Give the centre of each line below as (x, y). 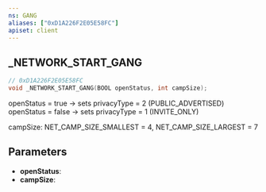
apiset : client (33, 30)
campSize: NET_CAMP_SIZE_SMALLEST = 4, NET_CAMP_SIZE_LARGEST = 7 (133, 127)
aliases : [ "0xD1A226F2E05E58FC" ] (64, 23)
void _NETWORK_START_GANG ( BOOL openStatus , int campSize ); (108, 88)
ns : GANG (23, 15)
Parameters (38, 152)
